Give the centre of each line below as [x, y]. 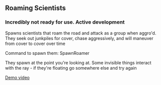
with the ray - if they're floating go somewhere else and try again [71, 68]
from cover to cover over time [35, 43]
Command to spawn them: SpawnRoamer [47, 53]
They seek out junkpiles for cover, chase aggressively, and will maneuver [79, 38]
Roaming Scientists [35, 8]
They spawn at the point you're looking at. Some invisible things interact [78, 63]
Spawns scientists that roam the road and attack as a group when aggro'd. [81, 33]
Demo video [17, 77]
